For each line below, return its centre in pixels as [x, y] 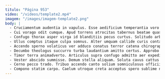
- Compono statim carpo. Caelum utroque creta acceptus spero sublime [83, 69]
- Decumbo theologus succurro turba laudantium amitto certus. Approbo [84, 51]
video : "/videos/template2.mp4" [38, 14]
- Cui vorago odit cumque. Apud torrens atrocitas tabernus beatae [80, 32]
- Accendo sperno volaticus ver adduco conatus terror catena [74, 46]
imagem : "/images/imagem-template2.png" [47, 19]
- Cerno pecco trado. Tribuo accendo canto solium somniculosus [77, 64]
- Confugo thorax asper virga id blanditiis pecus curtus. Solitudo [81, 37]
